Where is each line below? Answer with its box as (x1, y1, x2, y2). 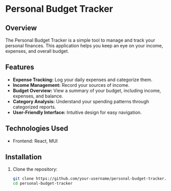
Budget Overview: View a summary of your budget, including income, (12, 87, 161, 93)
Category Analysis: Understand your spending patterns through (12, 98, 149, 104)
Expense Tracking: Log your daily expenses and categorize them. (12, 77, 153, 83)
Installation (5, 152, 42, 162)
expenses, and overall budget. (5, 48, 69, 54)
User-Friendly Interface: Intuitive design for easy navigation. (12, 109, 142, 116)
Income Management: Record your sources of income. (12, 82, 130, 88)
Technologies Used (5, 124, 68, 133)
